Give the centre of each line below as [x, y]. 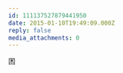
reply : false [30, 30]
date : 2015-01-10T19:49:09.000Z [61, 23]
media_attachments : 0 [44, 38]
